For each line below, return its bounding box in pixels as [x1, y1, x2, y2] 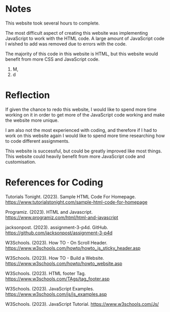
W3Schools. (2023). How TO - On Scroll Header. [5, 239, 108, 246]
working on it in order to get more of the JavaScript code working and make [5, 112, 165, 118]
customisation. [5, 159, 37, 165]
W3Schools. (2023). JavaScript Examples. [5, 285, 94, 292]
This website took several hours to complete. [5, 20, 100, 26]
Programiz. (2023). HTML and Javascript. [5, 209, 93, 215]
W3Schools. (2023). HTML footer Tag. [5, 270, 86, 276]
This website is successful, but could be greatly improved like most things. [5, 148, 162, 154]
